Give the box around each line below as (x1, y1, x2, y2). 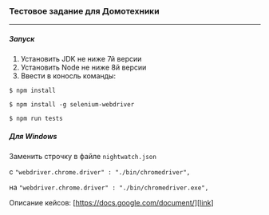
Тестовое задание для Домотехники (9, 6, 160, 17)
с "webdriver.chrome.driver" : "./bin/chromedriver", (9, 167, 191, 177)
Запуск (9, 34, 35, 43)
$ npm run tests (9, 114, 63, 123)
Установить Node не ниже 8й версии (20, 62, 147, 73)
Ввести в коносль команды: (20, 71, 117, 81)
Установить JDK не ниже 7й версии (20, 54, 142, 64)
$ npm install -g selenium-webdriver (9, 101, 135, 109)
